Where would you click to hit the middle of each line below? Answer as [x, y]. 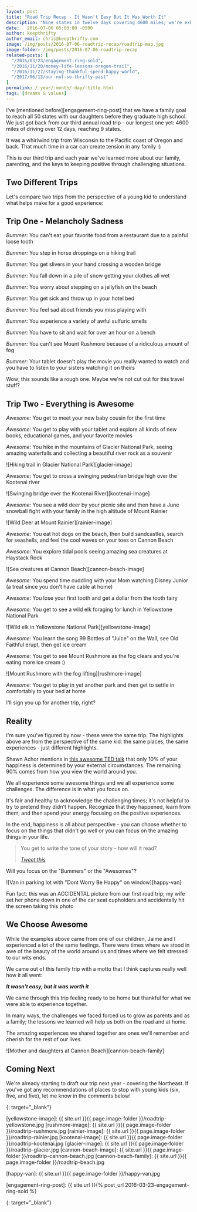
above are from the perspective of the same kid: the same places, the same [97, 741]
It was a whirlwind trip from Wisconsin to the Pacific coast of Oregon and [94, 140]
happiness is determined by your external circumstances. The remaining [94, 765]
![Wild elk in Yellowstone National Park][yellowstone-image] [78, 627]
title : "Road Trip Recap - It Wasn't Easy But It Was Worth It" [86, 17]
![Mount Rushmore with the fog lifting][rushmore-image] [74, 674]
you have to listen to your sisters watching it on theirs [71, 368]
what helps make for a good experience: [55, 202]
